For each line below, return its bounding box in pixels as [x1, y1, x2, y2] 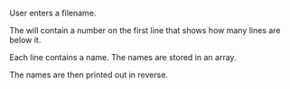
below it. [9, 35, 42, 45]
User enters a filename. [9, 8, 97, 18]
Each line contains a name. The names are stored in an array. [9, 52, 237, 62]
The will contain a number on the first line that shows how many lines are [9, 25, 282, 35]
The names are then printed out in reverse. [9, 69, 169, 80]
